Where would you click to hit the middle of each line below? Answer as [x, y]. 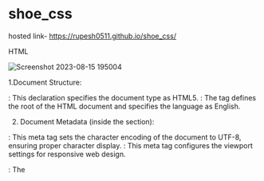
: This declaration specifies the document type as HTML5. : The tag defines [132, 97]
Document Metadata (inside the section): [87, 121]
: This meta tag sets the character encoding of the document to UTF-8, [125, 137]
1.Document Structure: [45, 82]
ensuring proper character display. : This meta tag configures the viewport [131, 145]
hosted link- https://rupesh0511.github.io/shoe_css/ [93, 36]
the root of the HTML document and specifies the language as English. [124, 106]
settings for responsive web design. [67, 154]
